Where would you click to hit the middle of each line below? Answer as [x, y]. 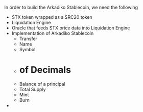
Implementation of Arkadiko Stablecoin [53, 33]
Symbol [27, 49]
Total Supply [32, 89]
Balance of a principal [42, 84]
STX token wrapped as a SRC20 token [52, 17]
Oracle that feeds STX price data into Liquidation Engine [71, 28]
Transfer [28, 39]
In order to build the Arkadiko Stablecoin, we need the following [71, 7]
